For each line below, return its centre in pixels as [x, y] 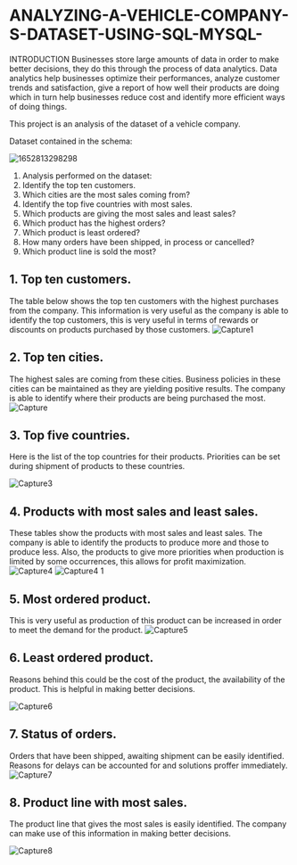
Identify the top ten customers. [79, 185]
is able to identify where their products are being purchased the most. [137, 398]
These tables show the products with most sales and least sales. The [136, 533]
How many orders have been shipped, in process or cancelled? [138, 242]
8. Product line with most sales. [99, 803]
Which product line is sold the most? [89, 251]
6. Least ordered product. [82, 658]
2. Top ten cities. [57, 358]
